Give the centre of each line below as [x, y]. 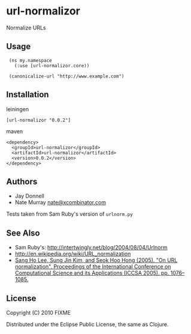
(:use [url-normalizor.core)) [52, 65]
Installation [28, 95]
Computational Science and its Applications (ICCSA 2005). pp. [92, 273]
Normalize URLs [26, 28]
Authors [22, 181]
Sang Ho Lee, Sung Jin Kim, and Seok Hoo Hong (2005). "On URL [96, 260]
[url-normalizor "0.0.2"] [38, 120]
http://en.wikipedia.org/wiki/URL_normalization [73, 254]
